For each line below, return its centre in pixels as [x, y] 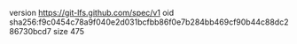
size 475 [69, 31]
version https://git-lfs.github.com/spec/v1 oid [92, 13]
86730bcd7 [30, 31]
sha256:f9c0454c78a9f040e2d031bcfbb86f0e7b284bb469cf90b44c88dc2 [149, 22]
